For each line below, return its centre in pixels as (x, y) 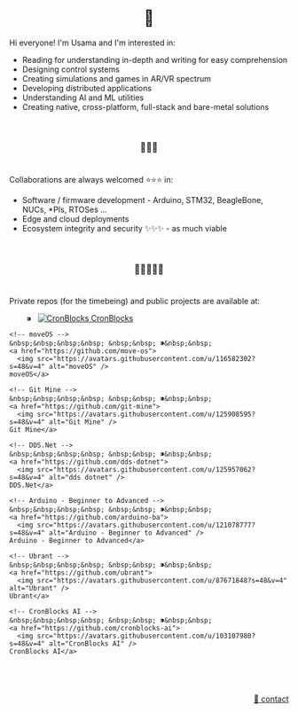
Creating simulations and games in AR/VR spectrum (116, 78)
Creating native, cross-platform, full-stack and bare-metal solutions (145, 106)
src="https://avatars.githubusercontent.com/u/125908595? (146, 415)
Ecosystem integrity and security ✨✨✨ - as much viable (125, 229)
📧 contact (271, 699)
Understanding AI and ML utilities (83, 98)
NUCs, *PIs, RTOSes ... (65, 210)
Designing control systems (71, 69)
